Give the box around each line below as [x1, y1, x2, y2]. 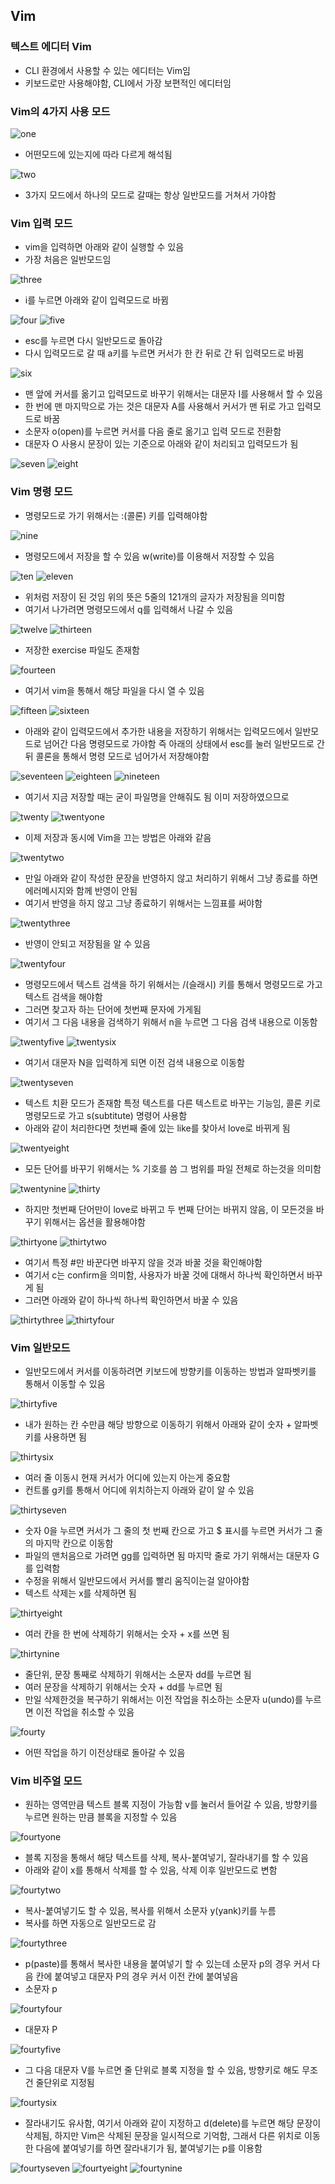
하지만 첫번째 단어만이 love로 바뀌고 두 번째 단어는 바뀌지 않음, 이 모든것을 [24, 1203, 314, 1215]
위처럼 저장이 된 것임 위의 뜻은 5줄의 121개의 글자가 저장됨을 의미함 [24, 590, 286, 603]
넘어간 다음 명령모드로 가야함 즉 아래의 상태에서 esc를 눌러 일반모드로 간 [43, 737, 325, 749]
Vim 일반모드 [10, 1340, 71, 1354]
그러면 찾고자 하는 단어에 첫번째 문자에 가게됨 [24, 1003, 202, 1015]
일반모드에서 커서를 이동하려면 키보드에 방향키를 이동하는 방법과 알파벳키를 [24, 1365, 317, 1377]
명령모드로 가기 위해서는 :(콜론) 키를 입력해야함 [24, 509, 208, 521]
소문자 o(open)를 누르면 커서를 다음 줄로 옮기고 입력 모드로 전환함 [24, 425, 282, 438]
